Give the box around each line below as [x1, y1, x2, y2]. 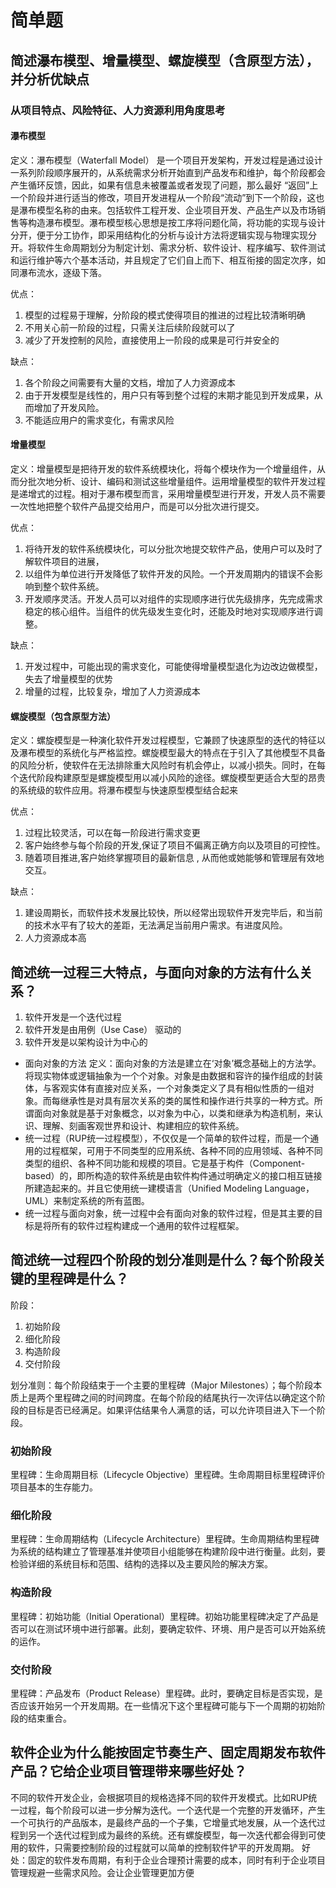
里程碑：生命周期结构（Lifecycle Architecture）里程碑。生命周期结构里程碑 [10, 1533, 320, 1545]
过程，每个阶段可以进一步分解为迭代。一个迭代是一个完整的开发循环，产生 [18, 1804, 326, 1816]
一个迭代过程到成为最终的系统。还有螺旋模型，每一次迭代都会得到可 [36, 1829, 317, 1841]
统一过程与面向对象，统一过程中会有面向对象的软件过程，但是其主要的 [24, 1207, 315, 1219]
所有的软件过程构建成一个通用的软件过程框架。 [51, 1219, 245, 1231]
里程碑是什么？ [36, 1271, 129, 1288]
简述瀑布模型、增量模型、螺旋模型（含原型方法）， [10, 52, 320, 69]
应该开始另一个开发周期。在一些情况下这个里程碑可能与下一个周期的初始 [18, 1699, 317, 1711]
